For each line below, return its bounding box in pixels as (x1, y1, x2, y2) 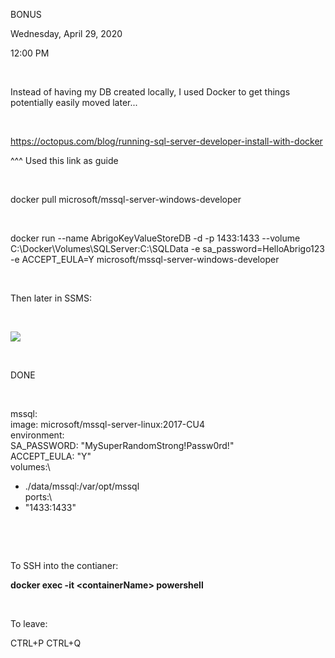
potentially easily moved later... (10, 97, 138, 108)
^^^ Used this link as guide (10, 155, 119, 166)
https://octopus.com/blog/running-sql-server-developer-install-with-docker (10, 135, 323, 147)
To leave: (10, 618, 48, 629)
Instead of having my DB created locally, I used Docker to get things (10, 86, 291, 98)
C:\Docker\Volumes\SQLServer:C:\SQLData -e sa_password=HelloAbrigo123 (10, 243, 325, 254)
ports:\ (24, 491, 53, 503)
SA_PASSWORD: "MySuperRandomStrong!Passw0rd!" (10, 440, 235, 451)
